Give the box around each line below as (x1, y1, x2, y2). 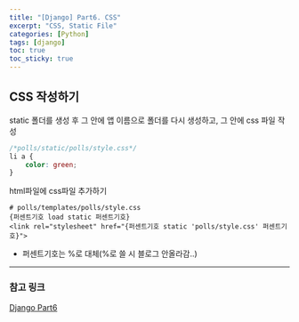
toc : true (9, 46, 46, 55)
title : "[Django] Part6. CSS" (9, 12, 122, 22)
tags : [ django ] (9, 37, 66, 47)
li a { (9, 152, 34, 161)
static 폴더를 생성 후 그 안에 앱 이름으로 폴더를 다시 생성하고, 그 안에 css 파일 (9, 115, 276, 125)
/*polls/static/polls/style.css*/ (9, 143, 138, 152)
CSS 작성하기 (9, 90, 80, 105)
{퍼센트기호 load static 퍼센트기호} (9, 213, 131, 222)
